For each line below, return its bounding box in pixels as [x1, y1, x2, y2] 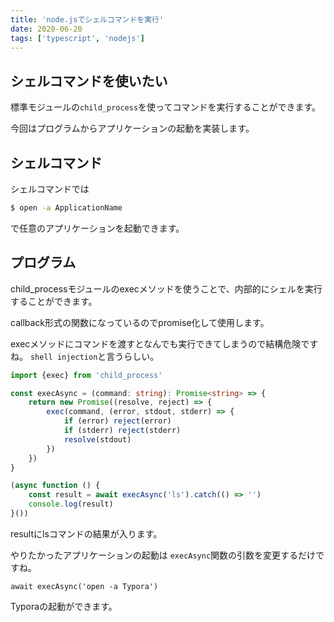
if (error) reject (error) [63, 416, 172, 426]
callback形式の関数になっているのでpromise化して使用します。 [10, 316, 270, 328]
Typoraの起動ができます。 [10, 600, 118, 612]
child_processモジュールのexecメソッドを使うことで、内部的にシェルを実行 [10, 282, 323, 295]
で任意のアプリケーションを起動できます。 [10, 222, 185, 234]
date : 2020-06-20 [10, 24, 83, 34]
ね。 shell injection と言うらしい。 [10, 350, 160, 362]
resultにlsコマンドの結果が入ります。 [10, 527, 163, 540]
